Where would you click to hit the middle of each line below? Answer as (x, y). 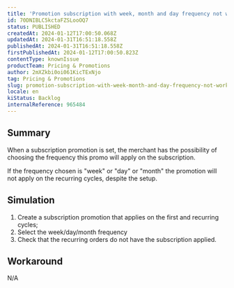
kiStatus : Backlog (34, 99)
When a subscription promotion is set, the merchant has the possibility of (112, 150)
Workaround (35, 261)
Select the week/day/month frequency (72, 232)
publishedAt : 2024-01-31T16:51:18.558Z (65, 46)
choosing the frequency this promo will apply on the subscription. (102, 157)
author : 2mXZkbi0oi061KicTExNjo (54, 72)
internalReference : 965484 (46, 105)
